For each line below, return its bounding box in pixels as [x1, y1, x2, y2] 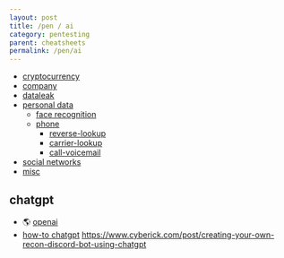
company [22, 81, 57, 91]
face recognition [35, 109, 97, 120]
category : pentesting [9, 30, 90, 39]
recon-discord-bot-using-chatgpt [22, 238, 147, 249]
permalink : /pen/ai [9, 47, 82, 56]
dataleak [22, 90, 55, 101]
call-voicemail [48, 147, 101, 158]
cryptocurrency [22, 71, 81, 82]
